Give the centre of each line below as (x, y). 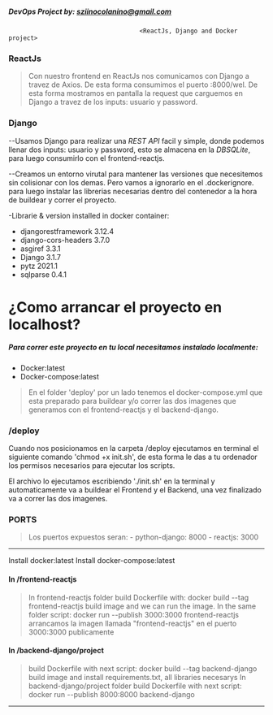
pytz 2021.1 (39, 266)
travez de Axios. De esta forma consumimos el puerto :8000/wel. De (143, 84)
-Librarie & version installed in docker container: (89, 215)
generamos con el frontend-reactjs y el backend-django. (123, 409)
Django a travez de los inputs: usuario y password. (113, 102)
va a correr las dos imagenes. (58, 499)
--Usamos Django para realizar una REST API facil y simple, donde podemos (136, 141)
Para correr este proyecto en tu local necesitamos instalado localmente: (133, 347)
